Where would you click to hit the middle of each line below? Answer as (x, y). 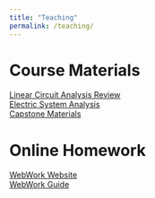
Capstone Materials (45, 114)
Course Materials (75, 70)
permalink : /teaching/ (52, 26)
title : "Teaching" (43, 17)
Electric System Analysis (55, 105)
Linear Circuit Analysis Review (65, 95)
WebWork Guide (39, 185)
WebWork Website (43, 175)
